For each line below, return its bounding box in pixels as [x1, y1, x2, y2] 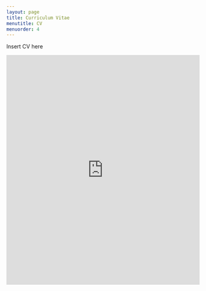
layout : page [6, 9, 40, 15]
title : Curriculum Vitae [6, 15, 70, 21]
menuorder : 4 [6, 26, 40, 32]
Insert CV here [6, 43, 44, 50]
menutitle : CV [6, 20, 43, 26]
